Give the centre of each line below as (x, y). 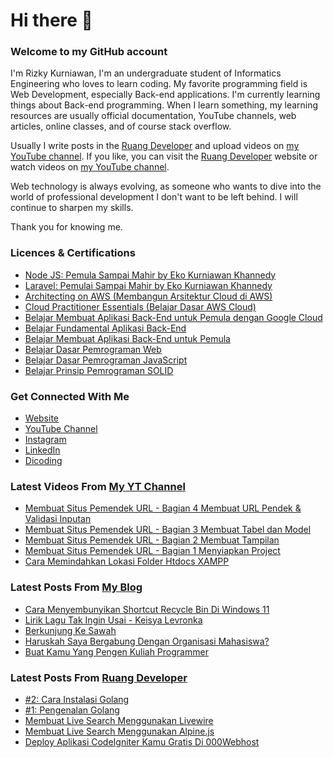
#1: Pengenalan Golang (72, 710)
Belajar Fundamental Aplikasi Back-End (105, 328)
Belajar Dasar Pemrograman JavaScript (106, 360)
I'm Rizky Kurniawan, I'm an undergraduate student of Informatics (146, 73)
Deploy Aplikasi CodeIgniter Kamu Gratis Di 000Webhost (142, 741)
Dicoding (43, 461)
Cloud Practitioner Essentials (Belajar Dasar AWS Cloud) (140, 306)
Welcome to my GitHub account (89, 52)
